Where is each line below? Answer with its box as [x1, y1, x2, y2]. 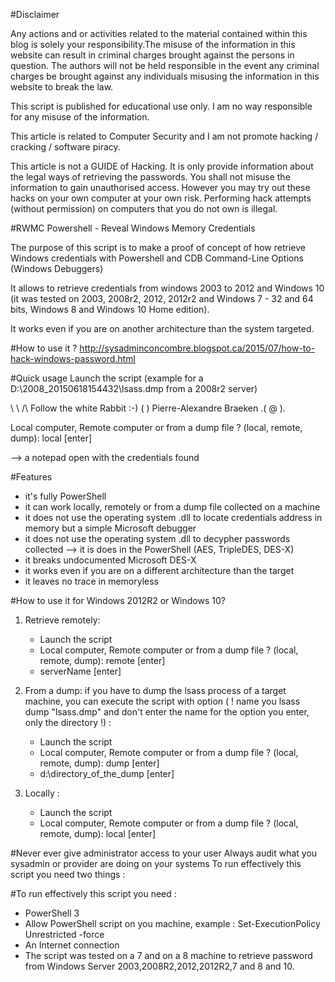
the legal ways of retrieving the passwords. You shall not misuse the [10, 171, 291, 183]
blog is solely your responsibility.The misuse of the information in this [10, 39, 296, 50]
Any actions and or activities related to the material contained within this [10, 28, 308, 39]
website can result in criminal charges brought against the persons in [10, 49, 295, 61]
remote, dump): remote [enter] [39, 655, 166, 666]
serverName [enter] [39, 665, 122, 677]
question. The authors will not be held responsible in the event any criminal [10, 60, 320, 71]
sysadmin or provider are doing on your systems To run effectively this [10, 858, 302, 869]
